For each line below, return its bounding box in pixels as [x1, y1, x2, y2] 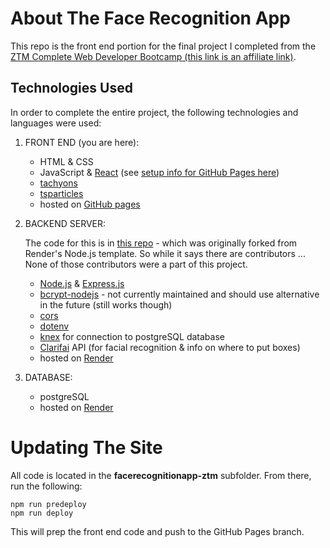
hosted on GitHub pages [39, 198, 141, 210]
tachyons [39, 177, 78, 189]
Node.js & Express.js [39, 277, 125, 289]
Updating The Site [10, 436, 163, 459]
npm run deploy [10, 508, 74, 518]
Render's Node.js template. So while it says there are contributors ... [24, 247, 306, 259]
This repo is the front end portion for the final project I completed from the [10, 40, 317, 52]
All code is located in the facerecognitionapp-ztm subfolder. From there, [10, 469, 312, 481]
